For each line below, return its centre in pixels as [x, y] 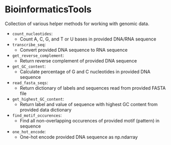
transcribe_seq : [29, 44]
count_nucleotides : [32, 33]
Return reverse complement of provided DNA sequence [78, 60]
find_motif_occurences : [37, 115]
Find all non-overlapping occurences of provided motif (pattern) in [90, 120]
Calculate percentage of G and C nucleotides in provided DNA [85, 71]
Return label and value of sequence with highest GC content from [89, 104]
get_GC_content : [29, 66]
